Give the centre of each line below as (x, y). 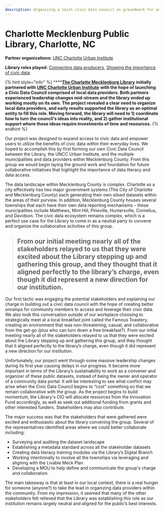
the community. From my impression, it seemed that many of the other (76, 493)
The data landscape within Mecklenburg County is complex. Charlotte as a (80, 184)
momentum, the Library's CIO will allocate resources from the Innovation (78, 397)
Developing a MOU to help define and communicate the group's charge (84, 468)
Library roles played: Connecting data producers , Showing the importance (81, 67)
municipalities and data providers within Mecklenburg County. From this (77, 159)
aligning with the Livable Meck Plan (48, 463)
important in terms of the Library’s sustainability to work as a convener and (80, 371)
